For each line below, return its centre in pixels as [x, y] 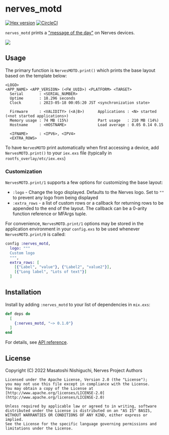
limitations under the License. [39, 428]
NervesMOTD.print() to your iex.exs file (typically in [59, 153]
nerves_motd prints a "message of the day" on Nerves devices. [70, 32]
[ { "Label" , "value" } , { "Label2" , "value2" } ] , [63, 267]
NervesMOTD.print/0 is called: [36, 234]
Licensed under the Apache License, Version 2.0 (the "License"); [76, 380]
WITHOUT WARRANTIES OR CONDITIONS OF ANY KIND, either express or [76, 415]
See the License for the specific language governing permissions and [81, 424]
